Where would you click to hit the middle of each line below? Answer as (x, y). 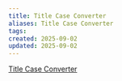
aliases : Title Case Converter (61, 23)
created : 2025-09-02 (43, 38)
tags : (17, 31)
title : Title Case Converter (57, 16)
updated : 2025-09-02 (43, 46)
